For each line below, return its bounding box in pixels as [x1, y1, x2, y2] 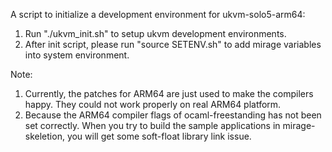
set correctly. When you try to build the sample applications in [24, 120, 281, 131]
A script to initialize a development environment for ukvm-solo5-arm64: [10, 9, 306, 20]
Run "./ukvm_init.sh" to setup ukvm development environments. [24, 28, 287, 39]
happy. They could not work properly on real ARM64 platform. [24, 99, 282, 110]
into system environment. [24, 49, 130, 61]
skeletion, [24, 130, 65, 142]
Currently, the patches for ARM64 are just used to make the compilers [24, 88, 314, 99]
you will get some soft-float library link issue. [66, 130, 252, 142]
